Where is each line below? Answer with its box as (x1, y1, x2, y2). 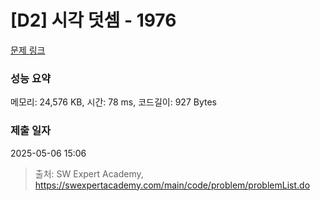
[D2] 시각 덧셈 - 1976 (10, 9, 177, 32)
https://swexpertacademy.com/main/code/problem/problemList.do (34, 179, 311, 191)
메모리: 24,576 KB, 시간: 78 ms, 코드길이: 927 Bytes (10, 96, 217, 108)
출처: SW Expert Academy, (34, 167, 144, 180)
